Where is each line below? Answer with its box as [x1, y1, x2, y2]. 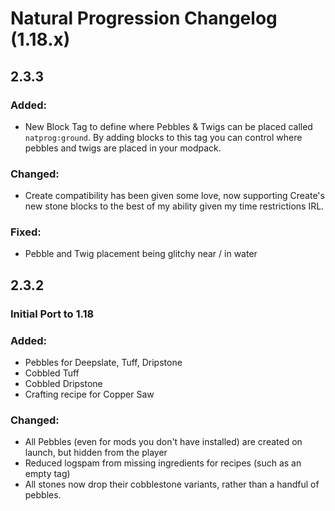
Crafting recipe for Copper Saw [24, 388, 155, 401]
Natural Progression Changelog [10, 7, 278, 30]
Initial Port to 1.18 [10, 307, 95, 321]
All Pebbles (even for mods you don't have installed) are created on [24, 436, 303, 448]
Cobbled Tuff [24, 367, 80, 379]
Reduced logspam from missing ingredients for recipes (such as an [24, 457, 302, 469]
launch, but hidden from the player [24, 447, 168, 459]
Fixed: [10, 225, 42, 239]
